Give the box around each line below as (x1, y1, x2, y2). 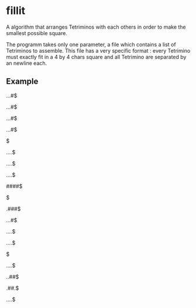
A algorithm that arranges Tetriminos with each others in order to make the (6, 23, 186, 30)
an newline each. (6, 60, 47, 67)
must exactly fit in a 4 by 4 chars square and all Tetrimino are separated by (6, 53, 187, 60)
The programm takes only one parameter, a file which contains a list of (6, 41, 177, 48)
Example (6, 77, 39, 86)
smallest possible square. (6, 29, 67, 36)
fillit (6, 4, 25, 18)
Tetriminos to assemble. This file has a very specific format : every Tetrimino (6, 47, 191, 54)
